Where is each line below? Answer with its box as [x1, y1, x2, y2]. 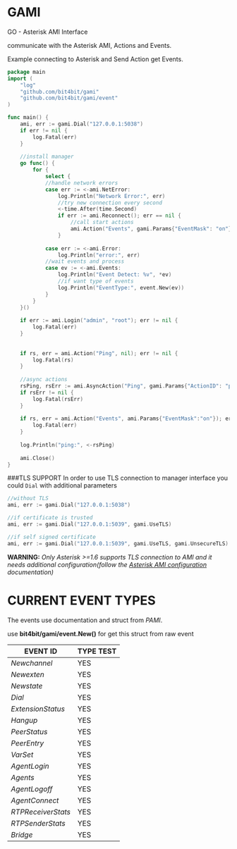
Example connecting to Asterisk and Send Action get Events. [7, 54, 183, 63]
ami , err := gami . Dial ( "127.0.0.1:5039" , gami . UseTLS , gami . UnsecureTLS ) [7, 540, 229, 547]
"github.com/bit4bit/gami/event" [20, 94, 119, 102]
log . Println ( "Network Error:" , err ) [57, 192, 166, 199]
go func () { [20, 160, 55, 167]
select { [44, 173, 71, 180]
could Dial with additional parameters [7, 481, 118, 490]
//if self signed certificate [7, 533, 97, 540]
